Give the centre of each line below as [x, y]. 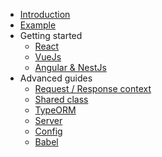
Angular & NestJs [70, 67]
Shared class [61, 99]
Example [38, 25]
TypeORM [55, 110]
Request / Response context [93, 88]
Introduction [45, 14]
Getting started [51, 35]
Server [48, 120]
